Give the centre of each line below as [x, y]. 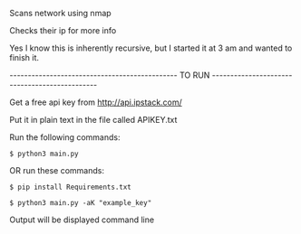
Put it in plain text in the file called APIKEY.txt [93, 120]
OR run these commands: [57, 170]
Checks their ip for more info [63, 30]
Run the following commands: [65, 137]
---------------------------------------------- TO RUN [110, 75]
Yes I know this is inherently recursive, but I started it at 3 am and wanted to [151, 48]
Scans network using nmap [60, 13]
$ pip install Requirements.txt [70, 187]
